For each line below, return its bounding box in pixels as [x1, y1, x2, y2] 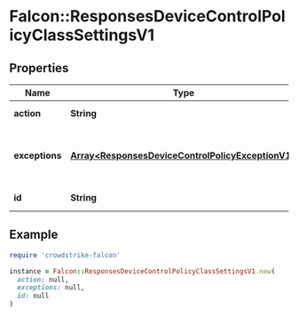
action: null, [17, 275, 69, 284]
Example [9, 227, 59, 242]
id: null [17, 291, 50, 301]
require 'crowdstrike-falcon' [9, 250, 122, 259]
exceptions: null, [17, 283, 86, 292]
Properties [9, 60, 69, 75]
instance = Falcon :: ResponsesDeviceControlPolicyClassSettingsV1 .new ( [9, 266, 276, 276]
